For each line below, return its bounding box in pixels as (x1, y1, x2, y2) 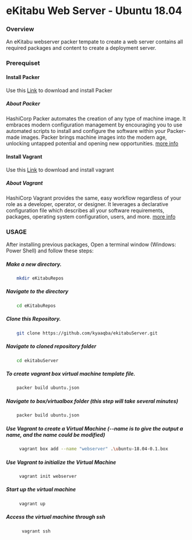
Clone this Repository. (6, 315, 61, 323)
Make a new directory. (6, 261, 62, 268)
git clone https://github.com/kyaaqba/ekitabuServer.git (16, 330, 158, 336)
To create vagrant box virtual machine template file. (6, 370, 136, 377)
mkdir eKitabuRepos (16, 275, 64, 282)
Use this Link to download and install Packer (6, 87, 113, 94)
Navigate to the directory (6, 288, 69, 295)
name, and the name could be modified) (6, 431, 106, 438)
